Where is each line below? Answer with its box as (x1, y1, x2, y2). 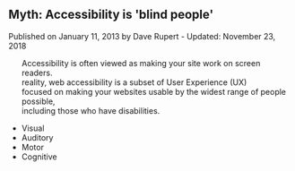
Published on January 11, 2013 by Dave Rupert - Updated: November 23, (8, 30, 276, 41)
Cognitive (21, 151, 57, 162)
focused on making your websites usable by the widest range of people (21, 86, 287, 97)
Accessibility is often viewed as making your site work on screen (21, 57, 261, 68)
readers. (21, 67, 53, 78)
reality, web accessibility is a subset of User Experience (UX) (21, 76, 247, 88)
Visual (21, 123, 45, 133)
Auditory (21, 132, 54, 142)
